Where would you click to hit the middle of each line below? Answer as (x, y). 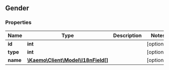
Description (127, 35)
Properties (18, 22)
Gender (17, 8)
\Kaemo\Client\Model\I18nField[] (68, 60)
